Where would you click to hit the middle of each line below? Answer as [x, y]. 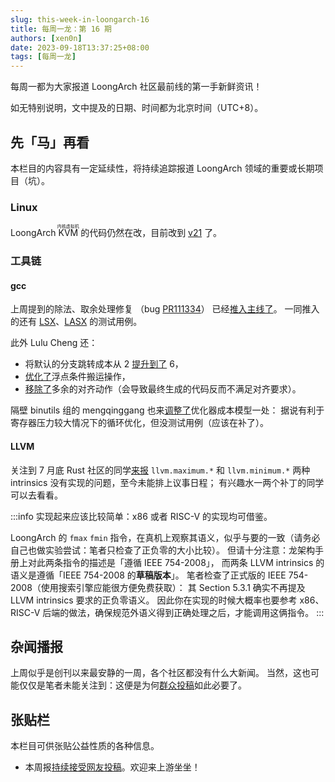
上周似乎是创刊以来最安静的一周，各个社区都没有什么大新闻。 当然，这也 [160, 673]
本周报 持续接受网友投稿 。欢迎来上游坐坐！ [112, 767]
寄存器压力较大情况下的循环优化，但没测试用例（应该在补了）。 [139, 423]
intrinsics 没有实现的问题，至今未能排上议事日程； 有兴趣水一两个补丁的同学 [167, 482]
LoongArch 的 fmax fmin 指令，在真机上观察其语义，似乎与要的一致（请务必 [165, 537]
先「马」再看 [50, 142]
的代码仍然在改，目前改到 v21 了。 [151, 233]
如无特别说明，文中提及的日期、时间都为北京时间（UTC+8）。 [137, 108]
